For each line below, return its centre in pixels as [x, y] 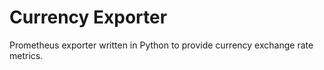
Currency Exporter [88, 17]
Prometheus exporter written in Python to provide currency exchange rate [161, 45]
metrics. [26, 55]
